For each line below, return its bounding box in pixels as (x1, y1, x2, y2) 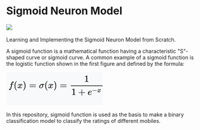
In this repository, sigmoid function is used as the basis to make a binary (6, 111, 184, 118)
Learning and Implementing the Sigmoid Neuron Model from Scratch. (6, 36, 176, 43)
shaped (6, 53, 25, 61)
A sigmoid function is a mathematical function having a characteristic (6, 47, 177, 55)
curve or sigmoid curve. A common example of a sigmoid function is (26, 53, 194, 61)
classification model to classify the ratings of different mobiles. (6, 117, 161, 124)
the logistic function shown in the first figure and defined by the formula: (6, 60, 185, 67)
